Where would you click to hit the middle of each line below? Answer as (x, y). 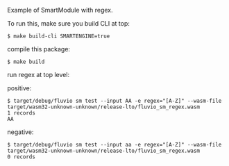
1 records (22, 113)
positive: (19, 88)
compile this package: (39, 49)
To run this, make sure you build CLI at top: (69, 23)
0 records (22, 157)
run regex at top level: (39, 75)
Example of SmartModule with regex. (60, 10)
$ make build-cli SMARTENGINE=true (59, 36)
